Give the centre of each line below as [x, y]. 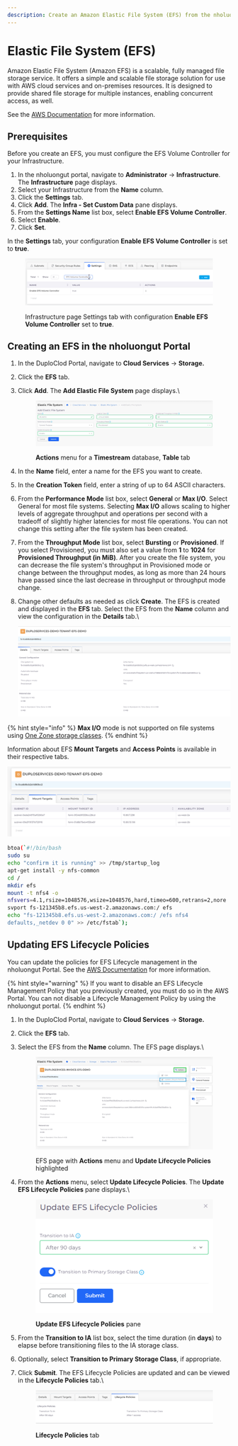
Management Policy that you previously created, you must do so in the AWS [118, 991]
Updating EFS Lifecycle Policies [79, 945]
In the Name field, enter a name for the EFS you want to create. [110, 471]
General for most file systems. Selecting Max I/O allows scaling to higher [124, 506]
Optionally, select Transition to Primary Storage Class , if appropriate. [119, 1359]
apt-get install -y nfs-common [53, 870]
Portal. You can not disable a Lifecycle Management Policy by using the [112, 998]
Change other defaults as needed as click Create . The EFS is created [119, 601]
